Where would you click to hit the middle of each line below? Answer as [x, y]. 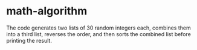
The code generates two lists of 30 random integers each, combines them [99, 28]
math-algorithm [47, 11]
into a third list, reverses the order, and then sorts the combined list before [99, 34]
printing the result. [29, 40]
